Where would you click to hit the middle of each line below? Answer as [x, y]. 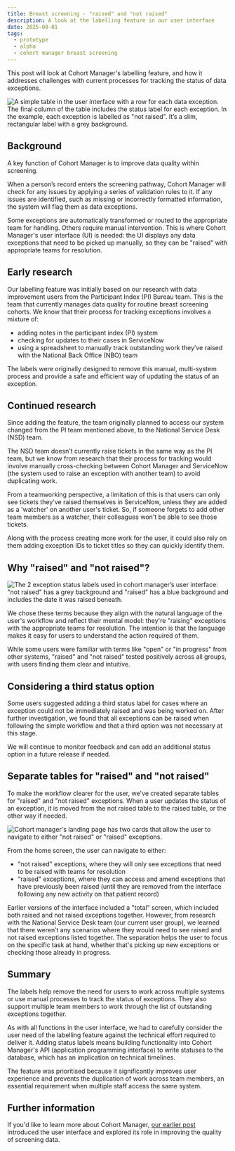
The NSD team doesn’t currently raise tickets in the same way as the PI [110, 451]
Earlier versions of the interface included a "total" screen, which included [113, 907]
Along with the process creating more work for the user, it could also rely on [117, 538]
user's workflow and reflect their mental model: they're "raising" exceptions [117, 621]
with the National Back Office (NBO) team [78, 355]
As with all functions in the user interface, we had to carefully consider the [115, 1027]
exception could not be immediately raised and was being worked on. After [116, 710]
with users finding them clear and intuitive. [69, 664]
